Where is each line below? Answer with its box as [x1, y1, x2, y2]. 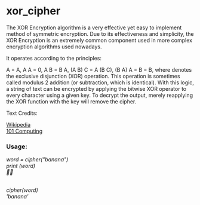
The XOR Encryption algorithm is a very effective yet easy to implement [6, 24, 182, 31]
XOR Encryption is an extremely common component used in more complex [6, 36, 193, 44]
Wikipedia [6, 121, 31, 128]
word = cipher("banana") [6, 156, 69, 163]
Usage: [6, 142, 28, 151]
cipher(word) [6, 186, 39, 194]
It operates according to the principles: [6, 54, 102, 62]
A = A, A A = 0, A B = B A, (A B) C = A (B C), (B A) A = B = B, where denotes [6, 66, 192, 73]
